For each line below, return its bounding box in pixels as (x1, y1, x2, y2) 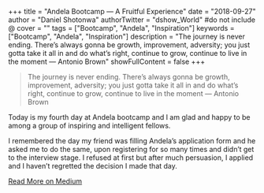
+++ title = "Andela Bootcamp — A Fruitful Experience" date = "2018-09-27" (8, 7, 256, 16)
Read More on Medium (8, 176, 83, 186)
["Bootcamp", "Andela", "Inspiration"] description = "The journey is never (8, 32, 246, 41)
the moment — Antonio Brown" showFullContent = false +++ (8, 57, 206, 66)
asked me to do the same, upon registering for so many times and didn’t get (8, 145, 255, 154)
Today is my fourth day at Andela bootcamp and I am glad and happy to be (8, 113, 251, 121)
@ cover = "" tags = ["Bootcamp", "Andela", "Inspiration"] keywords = (8, 24, 235, 32)
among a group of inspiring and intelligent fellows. (8, 121, 171, 130)
